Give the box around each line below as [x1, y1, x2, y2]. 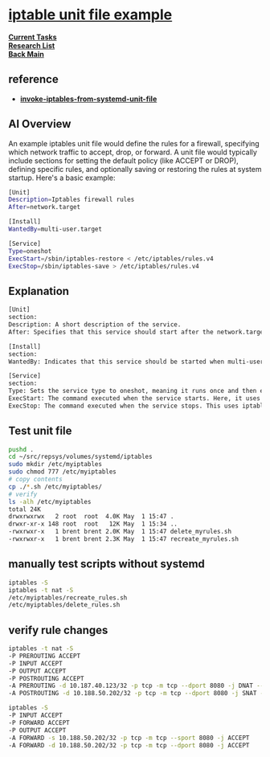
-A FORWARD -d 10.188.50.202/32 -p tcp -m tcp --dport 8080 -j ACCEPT [8, 741, 250, 749]
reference [8, 72, 59, 86]
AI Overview [8, 117, 72, 131]
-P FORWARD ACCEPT [8, 718, 70, 726]
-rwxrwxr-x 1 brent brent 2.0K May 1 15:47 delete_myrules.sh [8, 528, 231, 536]
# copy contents [8, 476, 63, 484]
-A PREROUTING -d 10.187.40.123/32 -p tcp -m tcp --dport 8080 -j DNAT [8, 681, 253, 690]
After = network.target [8, 203, 81, 211]
